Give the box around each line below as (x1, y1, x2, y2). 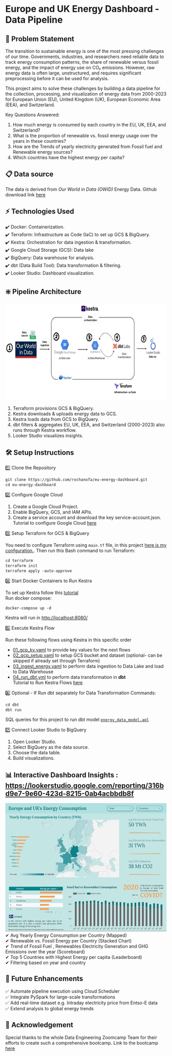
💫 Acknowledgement (5, 1021, 73, 1029)
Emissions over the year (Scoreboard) (5, 949, 85, 955)
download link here (5, 191, 46, 198)
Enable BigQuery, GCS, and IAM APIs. (12, 509, 93, 515)
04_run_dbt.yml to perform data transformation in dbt (12, 674, 126, 680)
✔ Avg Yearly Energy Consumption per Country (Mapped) (5, 932, 127, 938)
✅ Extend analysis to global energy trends (5, 1005, 94, 1011)
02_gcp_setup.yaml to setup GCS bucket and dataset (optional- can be (12, 652, 163, 658)
